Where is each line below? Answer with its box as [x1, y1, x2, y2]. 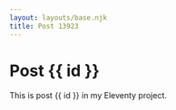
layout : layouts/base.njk [9, 13, 107, 23]
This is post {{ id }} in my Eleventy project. [9, 90, 168, 101]
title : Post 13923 [9, 22, 79, 31]
